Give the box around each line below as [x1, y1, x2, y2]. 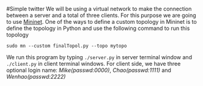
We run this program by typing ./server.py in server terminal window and [6, 54, 193, 60]
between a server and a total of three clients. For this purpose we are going [6, 12, 197, 19]
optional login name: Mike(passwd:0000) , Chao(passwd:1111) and [6, 66, 171, 74]
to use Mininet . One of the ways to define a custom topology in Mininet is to [6, 18, 197, 25]
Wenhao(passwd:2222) [6, 73, 66, 80]
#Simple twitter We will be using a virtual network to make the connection [6, 5, 192, 12]
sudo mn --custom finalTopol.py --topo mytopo [6, 43, 127, 49]
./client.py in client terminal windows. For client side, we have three [6, 60, 181, 67]
